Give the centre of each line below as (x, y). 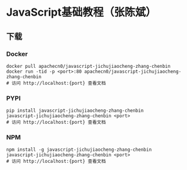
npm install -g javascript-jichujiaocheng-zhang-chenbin (79, 150)
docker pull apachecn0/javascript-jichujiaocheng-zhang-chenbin (88, 66)
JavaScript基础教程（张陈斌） (81, 12)
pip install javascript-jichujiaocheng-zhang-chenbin (75, 111)
